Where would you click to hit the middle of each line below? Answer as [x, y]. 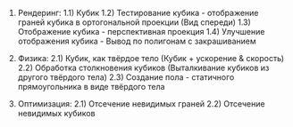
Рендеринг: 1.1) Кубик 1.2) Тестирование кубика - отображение [138, 13]
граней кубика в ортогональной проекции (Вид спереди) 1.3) [134, 22]
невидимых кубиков [56, 113]
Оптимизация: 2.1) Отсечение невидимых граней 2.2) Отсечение [141, 104]
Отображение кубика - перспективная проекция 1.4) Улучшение [141, 32]
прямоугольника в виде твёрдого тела [91, 87]
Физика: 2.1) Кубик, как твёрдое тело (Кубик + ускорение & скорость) [151, 58]
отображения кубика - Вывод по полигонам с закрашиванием [137, 41]
